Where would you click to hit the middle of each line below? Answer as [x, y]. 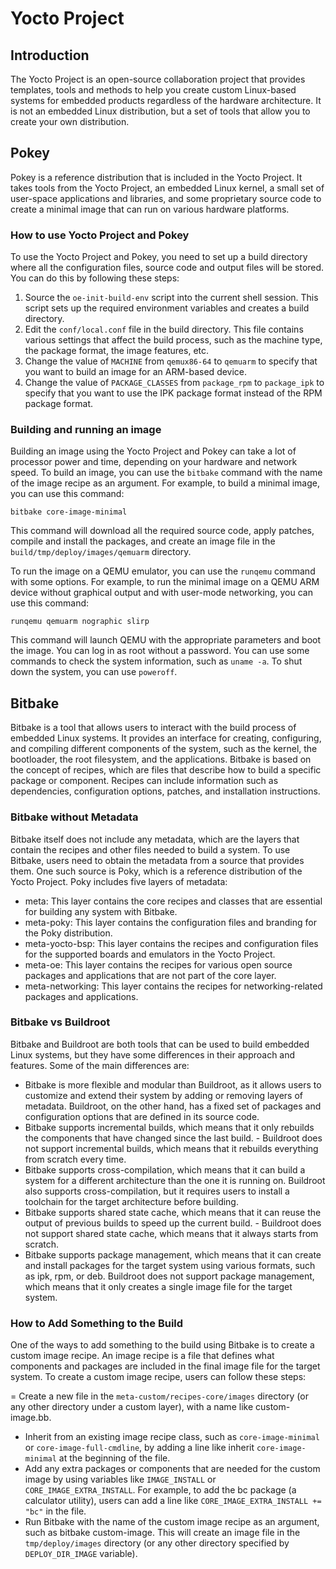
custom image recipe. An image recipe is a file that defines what [142, 1356]
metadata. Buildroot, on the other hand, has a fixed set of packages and [173, 1106]
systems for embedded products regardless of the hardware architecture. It [166, 100]
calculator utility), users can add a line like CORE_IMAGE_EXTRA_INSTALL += [173, 1501]
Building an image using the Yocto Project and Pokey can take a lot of [153, 451]
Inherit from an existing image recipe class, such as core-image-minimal [172, 1437]
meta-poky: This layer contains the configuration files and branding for [170, 922]
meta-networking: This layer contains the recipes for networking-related [173, 986]
